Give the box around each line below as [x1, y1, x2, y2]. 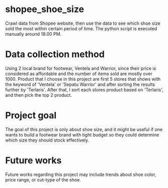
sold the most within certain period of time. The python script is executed [5, 25, 157, 31]
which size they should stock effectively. [5, 137, 90, 143]
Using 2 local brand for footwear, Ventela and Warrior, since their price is [5, 65, 156, 71]
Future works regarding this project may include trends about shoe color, [5, 171, 156, 177]
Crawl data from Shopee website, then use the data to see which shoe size [5, 20, 160, 26]
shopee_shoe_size [5, 4, 85, 15]
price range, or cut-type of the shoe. [5, 176, 81, 182]
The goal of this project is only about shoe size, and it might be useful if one [5, 126, 162, 132]
